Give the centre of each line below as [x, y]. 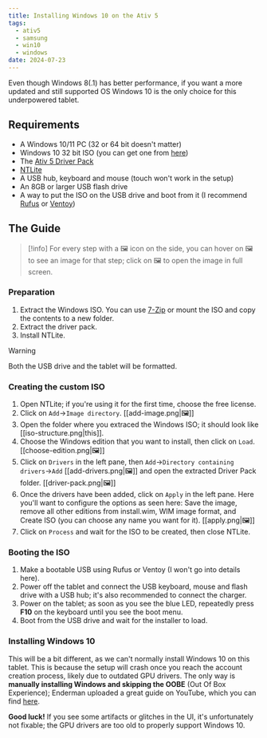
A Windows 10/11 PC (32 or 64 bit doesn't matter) [100, 144]
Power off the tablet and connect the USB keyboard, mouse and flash [134, 586]
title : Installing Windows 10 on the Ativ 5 [83, 16]
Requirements [44, 125]
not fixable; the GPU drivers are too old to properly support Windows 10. [127, 725]
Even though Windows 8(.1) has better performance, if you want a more [126, 83]
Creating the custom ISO [57, 386]
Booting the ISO [39, 553]
